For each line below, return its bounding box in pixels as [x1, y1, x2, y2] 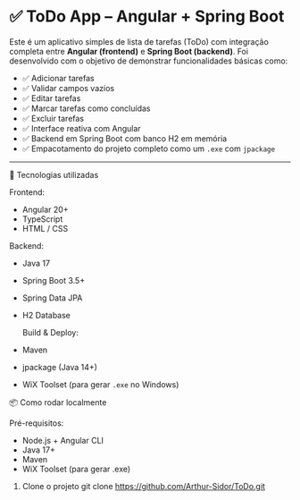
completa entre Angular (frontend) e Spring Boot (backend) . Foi [9, 46, 248, 56]
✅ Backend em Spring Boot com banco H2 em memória [21, 132, 228, 144]
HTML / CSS [21, 223, 69, 233]
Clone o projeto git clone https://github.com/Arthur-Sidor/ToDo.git [21, 480, 266, 491]
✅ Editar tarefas [21, 92, 81, 104]
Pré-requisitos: [9, 418, 64, 428]
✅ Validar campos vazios [21, 82, 114, 93]
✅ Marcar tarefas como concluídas [21, 103, 151, 114]
